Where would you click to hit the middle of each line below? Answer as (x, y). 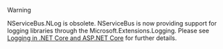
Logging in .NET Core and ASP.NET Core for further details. (92, 38)
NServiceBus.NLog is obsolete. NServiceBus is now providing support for (112, 23)
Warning (19, 10)
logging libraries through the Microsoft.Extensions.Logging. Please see (108, 31)
